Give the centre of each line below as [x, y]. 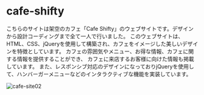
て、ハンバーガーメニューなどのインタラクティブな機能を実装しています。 [99, 74]
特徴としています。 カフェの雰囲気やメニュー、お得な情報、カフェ [100, 51]
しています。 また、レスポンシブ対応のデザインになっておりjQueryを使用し [100, 66]
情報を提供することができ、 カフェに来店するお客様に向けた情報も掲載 [105, 59]
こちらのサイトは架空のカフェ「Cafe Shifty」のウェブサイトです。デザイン [100, 28]
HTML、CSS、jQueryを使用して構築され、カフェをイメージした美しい [94, 44]
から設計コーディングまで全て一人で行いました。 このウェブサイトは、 [95, 36]
